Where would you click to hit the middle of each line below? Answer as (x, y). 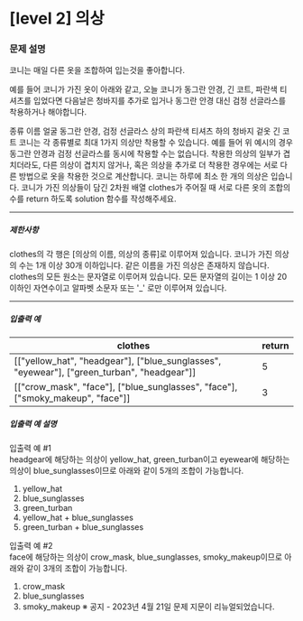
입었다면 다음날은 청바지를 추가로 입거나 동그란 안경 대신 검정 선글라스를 (160, 101)
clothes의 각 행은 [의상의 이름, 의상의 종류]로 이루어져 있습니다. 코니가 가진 (141, 255)
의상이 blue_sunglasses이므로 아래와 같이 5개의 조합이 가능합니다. (127, 471)
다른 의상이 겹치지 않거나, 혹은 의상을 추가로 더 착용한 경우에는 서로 (161, 165)
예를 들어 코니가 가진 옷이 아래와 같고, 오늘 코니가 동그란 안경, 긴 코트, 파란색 (143, 89)
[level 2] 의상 (57, 19)
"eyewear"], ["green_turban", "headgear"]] (105, 373)
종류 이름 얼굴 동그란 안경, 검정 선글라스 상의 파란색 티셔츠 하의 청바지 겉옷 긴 (145, 131)
